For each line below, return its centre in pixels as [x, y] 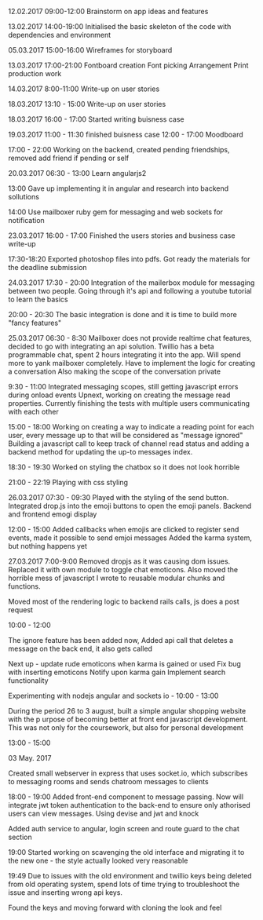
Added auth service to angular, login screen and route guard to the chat [124, 829]
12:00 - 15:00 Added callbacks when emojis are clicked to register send [124, 529]
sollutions [24, 197]
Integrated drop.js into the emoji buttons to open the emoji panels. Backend [130, 506]
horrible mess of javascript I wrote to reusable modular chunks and [117, 578]
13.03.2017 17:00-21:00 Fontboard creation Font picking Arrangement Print [128, 65]
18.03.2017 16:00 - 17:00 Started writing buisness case [96, 119]
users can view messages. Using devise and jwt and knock [104, 813]
